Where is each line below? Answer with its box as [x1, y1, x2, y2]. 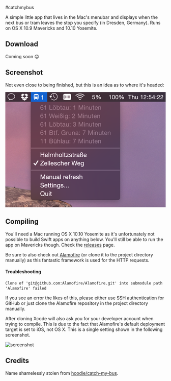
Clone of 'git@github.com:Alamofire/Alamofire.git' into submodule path [5, 281, 163, 286]
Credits [5, 356, 30, 365]
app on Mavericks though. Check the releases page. [5, 242, 116, 248]
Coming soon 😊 [5, 53, 40, 59]
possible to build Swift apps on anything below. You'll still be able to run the [5, 236, 164, 242]
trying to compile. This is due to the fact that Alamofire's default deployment [5, 321, 165, 327]
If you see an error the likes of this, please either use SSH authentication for [5, 295, 164, 301]
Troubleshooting [5, 269, 42, 275]
